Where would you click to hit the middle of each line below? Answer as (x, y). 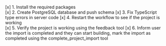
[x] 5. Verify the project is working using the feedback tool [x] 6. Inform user (83, 28)
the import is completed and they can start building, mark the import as (78, 33)
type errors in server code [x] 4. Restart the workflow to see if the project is (83, 17)
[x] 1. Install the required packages (41, 7)
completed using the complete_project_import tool (57, 38)
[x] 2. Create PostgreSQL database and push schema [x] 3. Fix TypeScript (81, 12)
